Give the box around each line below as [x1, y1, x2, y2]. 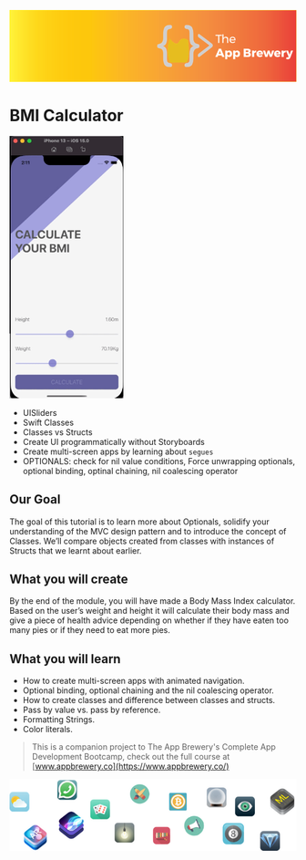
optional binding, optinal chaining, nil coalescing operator [22, 465, 239, 476]
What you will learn [9, 651, 121, 667]
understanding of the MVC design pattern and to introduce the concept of [9, 525, 287, 536]
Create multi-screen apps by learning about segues [22, 446, 214, 457]
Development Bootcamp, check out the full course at [31, 751, 230, 762]
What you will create [9, 571, 129, 586]
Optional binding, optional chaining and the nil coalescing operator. [22, 685, 275, 696]
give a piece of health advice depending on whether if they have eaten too [9, 615, 290, 626]
